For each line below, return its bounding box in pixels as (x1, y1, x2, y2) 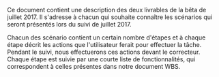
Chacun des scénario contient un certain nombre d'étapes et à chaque (7, 33, 206, 42)
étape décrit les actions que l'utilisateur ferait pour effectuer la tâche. (7, 41, 202, 48)
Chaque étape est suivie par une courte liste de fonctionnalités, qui (7, 55, 196, 63)
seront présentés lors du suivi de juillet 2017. (7, 20, 132, 28)
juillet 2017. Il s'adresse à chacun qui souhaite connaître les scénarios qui (7, 13, 213, 21)
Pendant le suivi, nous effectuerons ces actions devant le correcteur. (7, 48, 201, 56)
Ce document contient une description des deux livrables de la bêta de (7, 6, 207, 14)
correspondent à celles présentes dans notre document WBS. (7, 63, 181, 70)
